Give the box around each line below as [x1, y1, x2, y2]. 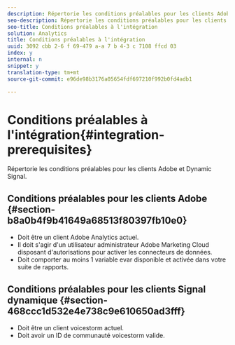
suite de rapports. [17, 263, 69, 271]
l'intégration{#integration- [7, 127, 165, 142]
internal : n [7, 56, 42, 63]
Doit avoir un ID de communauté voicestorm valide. [17, 331, 166, 339]
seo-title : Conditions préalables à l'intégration [7, 23, 158, 30]
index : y [7, 50, 33, 57]
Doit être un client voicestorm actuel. [17, 323, 124, 332]
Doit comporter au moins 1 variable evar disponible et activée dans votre [17, 255, 226, 264]
